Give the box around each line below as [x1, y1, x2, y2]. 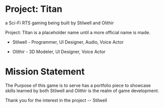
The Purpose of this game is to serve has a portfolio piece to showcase [5, 82, 151, 88]
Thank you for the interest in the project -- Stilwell [5, 97, 107, 103]
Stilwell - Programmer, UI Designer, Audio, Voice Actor [12, 39, 124, 45]
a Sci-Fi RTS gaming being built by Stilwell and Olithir [5, 20, 114, 26]
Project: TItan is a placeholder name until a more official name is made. [5, 29, 151, 35]
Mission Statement [5, 66, 85, 77]
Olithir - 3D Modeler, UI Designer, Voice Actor [12, 49, 106, 54]
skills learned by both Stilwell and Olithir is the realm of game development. [5, 88, 160, 94]
